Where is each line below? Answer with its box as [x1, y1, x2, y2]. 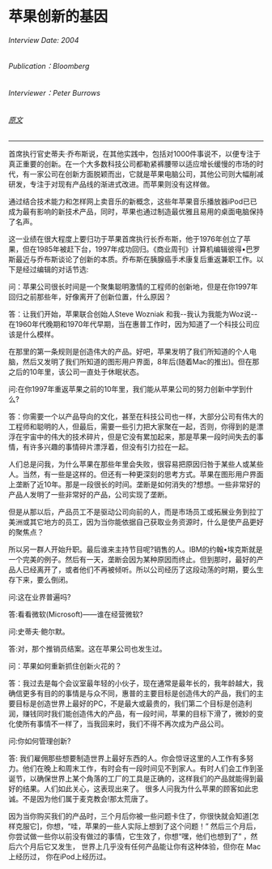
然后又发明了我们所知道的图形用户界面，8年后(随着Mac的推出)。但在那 [22, 357, 260, 367]
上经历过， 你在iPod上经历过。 [8, 852, 111, 862]
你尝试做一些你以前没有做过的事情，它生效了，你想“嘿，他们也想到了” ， [8, 832, 251, 841]
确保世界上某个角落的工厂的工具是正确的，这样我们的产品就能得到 [36, 774, 257, 784]
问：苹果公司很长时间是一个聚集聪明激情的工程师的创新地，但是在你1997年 [8, 282, 258, 292]
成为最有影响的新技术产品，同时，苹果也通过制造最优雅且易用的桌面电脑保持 [8, 207, 264, 217]
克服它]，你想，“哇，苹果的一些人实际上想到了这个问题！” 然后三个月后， [15, 821, 261, 832]
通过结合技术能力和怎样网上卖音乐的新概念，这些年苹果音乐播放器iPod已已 [8, 196, 257, 207]
